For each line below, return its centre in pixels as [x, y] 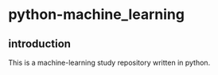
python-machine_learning [97, 15]
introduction [40, 44]
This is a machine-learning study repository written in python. [109, 62]
